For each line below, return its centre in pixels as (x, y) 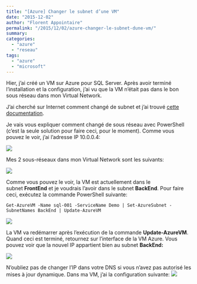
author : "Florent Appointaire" (44, 22)
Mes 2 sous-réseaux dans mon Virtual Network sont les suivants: (85, 160)
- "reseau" (25, 50)
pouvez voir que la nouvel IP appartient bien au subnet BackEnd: (85, 245)
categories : (21, 39)
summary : (17, 34)
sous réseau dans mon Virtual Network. (54, 95)
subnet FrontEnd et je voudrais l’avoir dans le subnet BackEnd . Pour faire (95, 189)
